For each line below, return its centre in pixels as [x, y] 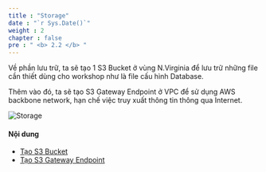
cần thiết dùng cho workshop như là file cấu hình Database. [106, 76]
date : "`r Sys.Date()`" [49, 23]
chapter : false [35, 38]
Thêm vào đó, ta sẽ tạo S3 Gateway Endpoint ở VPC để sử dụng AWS [122, 92]
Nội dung [24, 134]
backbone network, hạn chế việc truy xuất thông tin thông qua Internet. [125, 100]
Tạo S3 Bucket [44, 151]
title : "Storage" [39, 16]
